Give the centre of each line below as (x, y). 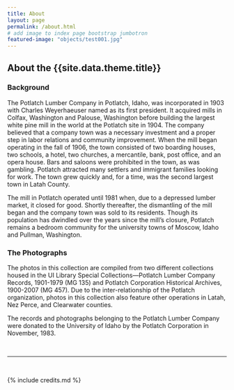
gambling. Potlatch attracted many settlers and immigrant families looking (113, 169)
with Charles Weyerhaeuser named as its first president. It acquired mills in (115, 110)
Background (29, 88)
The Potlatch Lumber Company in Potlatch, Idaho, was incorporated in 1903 (116, 102)
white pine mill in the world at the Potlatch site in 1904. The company (106, 125)
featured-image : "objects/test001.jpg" (65, 40)
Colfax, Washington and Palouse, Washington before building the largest (111, 117)
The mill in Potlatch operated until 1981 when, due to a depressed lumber (111, 197)
